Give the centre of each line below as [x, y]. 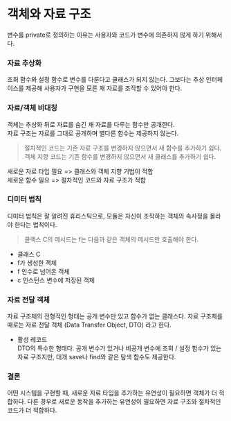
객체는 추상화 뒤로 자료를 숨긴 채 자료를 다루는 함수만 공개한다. [91, 124]
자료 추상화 [25, 63]
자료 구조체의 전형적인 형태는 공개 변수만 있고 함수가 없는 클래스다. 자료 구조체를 [115, 316]
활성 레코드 [32, 340]
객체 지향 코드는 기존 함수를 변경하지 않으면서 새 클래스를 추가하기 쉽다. [120, 156]
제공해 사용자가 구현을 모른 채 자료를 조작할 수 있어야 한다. [104, 88]
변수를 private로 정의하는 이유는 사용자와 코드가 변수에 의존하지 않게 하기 [105, 35]
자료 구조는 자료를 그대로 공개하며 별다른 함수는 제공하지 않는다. [93, 133]
